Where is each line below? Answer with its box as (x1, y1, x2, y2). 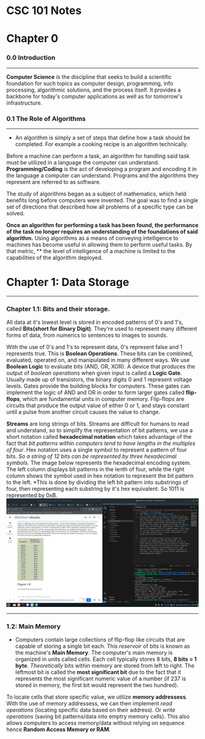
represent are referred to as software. (6, 178, 101, 185)
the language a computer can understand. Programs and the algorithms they (6, 172, 199, 179)
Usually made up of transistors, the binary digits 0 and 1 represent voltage (6, 376, 192, 383)
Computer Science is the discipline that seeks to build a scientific (6, 73, 172, 80)
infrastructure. (6, 99, 43, 106)
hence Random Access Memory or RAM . (6, 726, 111, 733)
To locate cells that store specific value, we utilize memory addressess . (6, 693, 188, 700)
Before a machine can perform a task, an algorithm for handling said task (6, 152, 190, 160)
